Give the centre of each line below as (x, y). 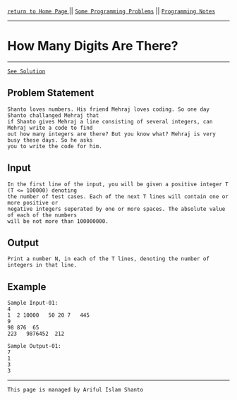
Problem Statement (51, 93)
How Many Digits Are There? (93, 46)
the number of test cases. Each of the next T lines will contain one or (118, 196)
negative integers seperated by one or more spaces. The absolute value (116, 209)
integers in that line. (42, 265)
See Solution (26, 71)
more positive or (33, 202)
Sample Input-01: (33, 303)
